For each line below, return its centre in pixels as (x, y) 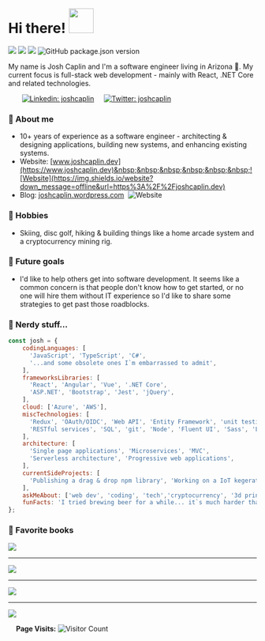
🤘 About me (31, 119)
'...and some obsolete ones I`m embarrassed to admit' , (123, 363)
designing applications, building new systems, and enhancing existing (133, 145)
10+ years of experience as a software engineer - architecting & (123, 136)
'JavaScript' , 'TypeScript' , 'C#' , (88, 356)
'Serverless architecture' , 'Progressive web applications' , (132, 458)
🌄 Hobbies (28, 216)
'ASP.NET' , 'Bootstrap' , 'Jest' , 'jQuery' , (102, 392)
